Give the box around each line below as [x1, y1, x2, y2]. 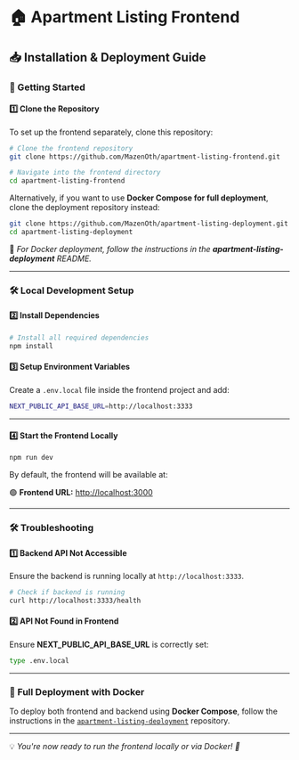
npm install [9, 341, 53, 350]
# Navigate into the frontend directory [9, 168, 162, 177]
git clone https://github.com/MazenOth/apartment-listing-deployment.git [9, 219, 289, 228]
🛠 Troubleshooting [9, 521, 94, 534]
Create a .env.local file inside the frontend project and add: [9, 385, 230, 396]
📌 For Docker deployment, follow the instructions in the [9, 243, 211, 254]
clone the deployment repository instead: [9, 202, 160, 213]
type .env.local [9, 657, 69, 666]
